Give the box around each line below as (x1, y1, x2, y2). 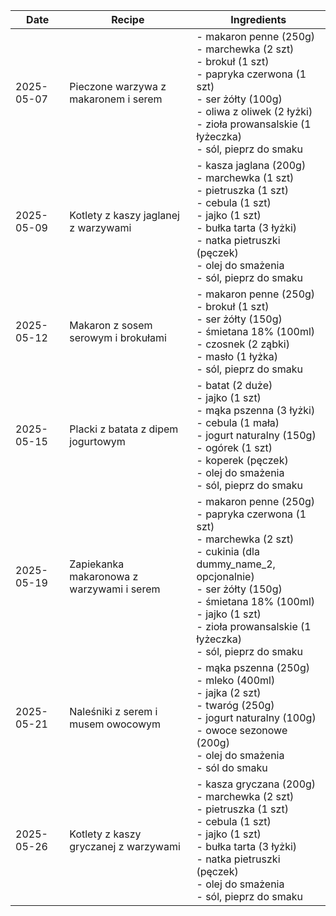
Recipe (111, 13, 145, 26)
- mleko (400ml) (196, 674, 276, 687)
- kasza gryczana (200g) (196, 777, 317, 791)
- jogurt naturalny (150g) (196, 429, 317, 442)
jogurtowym (69, 435, 126, 448)
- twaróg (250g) (196, 699, 275, 712)
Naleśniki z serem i (69, 705, 158, 718)
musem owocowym (69, 717, 162, 731)
